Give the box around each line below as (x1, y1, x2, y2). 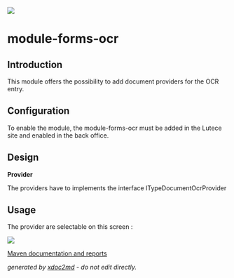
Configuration (7, 105, 70, 117)
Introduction (7, 58, 63, 70)
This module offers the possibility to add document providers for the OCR (7, 77, 219, 86)
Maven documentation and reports (7, 249, 107, 258)
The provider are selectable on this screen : (7, 223, 133, 231)
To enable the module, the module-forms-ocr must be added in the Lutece (7, 124, 222, 132)
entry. (7, 85, 25, 93)
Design (7, 152, 39, 164)
